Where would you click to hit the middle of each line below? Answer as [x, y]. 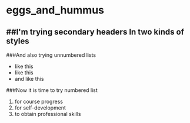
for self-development [40, 108]
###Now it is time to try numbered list [52, 90]
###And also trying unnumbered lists [51, 55]
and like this [29, 79]
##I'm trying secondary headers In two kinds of [95, 32]
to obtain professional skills [48, 114]
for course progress [39, 101]
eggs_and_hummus [55, 10]
